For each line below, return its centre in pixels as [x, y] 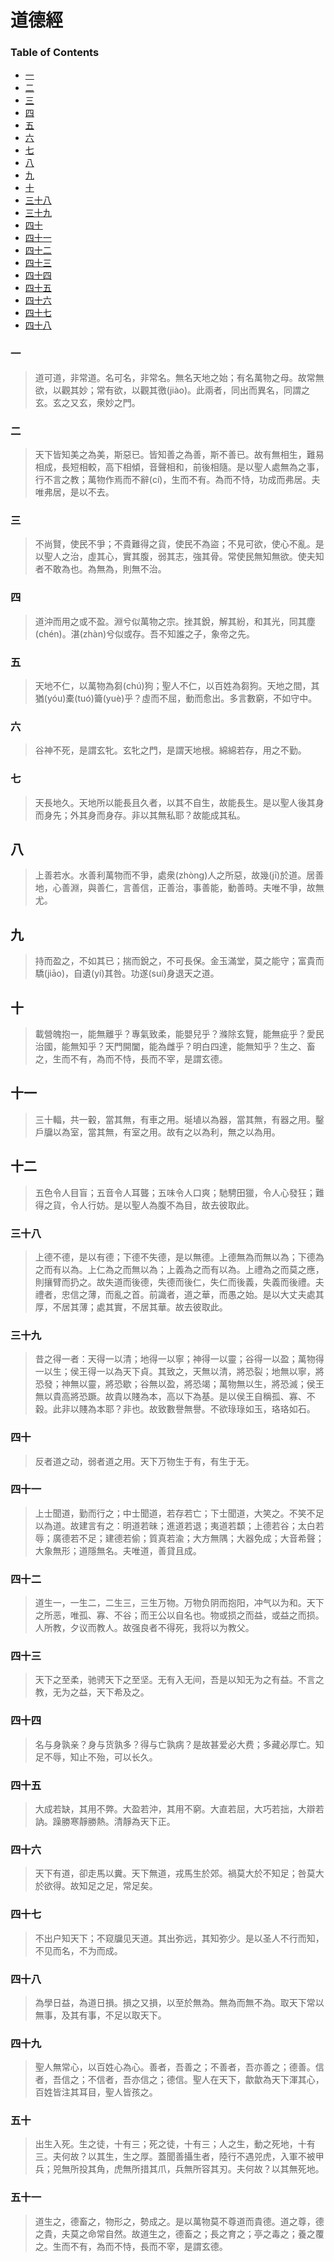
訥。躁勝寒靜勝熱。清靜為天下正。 [105, 1821]
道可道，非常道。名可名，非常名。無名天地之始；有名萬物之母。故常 [175, 377]
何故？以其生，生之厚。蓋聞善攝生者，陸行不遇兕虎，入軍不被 [188, 2157]
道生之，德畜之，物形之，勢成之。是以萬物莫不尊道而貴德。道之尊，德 [179, 2221]
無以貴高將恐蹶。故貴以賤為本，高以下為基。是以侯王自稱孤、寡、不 [175, 1397]
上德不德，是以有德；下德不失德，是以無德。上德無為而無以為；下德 [175, 1257]
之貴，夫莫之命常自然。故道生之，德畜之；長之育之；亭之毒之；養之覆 [179, 2233]
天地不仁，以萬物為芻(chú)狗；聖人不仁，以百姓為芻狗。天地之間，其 [177, 685]
